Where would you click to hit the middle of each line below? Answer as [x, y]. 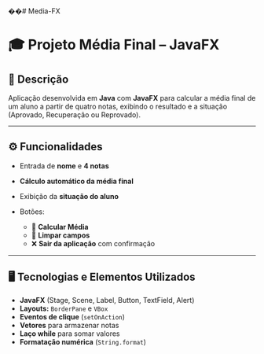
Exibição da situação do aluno [69, 196]
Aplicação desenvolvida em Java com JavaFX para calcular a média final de [132, 98]
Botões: [32, 212]
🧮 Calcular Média [60, 227]
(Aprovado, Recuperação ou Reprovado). [75, 115]
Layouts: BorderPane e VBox [64, 308]
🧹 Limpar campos [60, 235]
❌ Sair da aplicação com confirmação [93, 243]
